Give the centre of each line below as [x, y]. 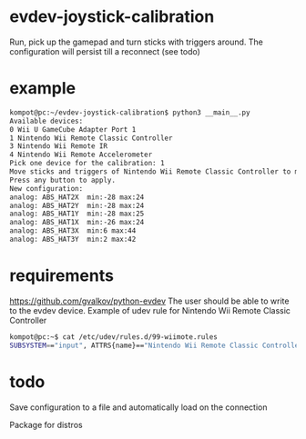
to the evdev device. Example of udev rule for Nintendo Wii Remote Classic [150, 310]
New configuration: [46, 188]
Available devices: [46, 121]
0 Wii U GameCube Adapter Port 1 [73, 129]
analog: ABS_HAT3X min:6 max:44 [73, 231]
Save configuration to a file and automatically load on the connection [138, 407]
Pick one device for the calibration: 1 [87, 164]
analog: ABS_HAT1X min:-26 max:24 [77, 223]
